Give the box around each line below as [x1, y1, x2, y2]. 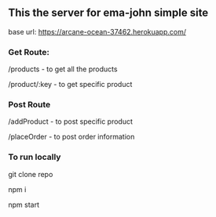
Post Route [8, 99, 51, 110]
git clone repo [8, 169, 53, 179]
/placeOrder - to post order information [8, 132, 135, 142]
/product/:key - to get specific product [8, 80, 133, 89]
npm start [8, 200, 40, 209]
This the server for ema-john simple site [8, 6, 209, 20]
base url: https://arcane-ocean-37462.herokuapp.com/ [8, 27, 187, 36]
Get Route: [8, 46, 49, 57]
